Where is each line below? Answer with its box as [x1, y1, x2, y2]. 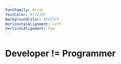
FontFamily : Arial [5, 7, 44, 13]
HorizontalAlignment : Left [5, 21, 62, 27]
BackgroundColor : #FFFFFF [5, 17, 59, 22]
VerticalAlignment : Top [5, 26, 55, 31]
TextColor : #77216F [5, 12, 46, 17]
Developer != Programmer [5, 48, 116, 59]
